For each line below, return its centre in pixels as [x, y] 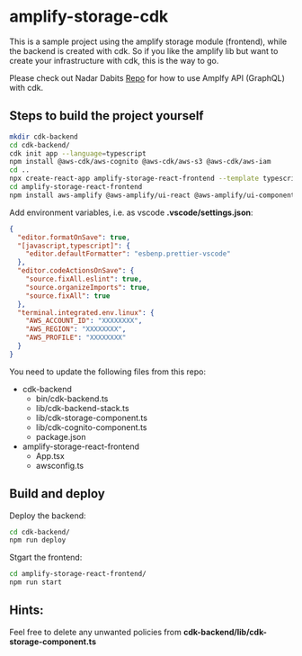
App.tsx [50, 455]
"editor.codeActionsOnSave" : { [76, 271]
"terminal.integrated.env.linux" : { [86, 312]
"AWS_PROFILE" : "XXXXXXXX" [76, 338]
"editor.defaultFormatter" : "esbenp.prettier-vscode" [128, 254]
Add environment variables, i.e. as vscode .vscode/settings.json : [131, 212]
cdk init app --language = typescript [78, 153]
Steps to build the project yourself [107, 116]
